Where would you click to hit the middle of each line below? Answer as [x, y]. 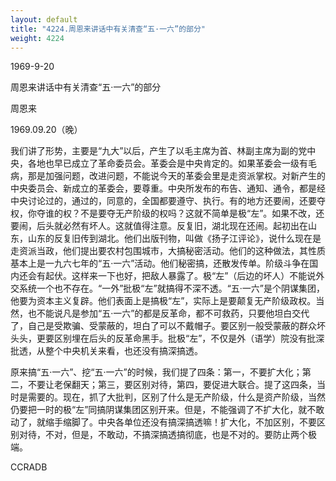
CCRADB [29, 467]
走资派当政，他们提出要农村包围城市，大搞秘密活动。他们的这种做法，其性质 [168, 251]
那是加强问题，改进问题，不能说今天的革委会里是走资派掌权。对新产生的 [176, 176]
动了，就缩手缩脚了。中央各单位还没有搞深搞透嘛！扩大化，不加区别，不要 [163, 422]
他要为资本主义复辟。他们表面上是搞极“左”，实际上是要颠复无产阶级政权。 [163, 301]
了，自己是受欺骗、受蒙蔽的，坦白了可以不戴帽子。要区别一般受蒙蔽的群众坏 [168, 326]
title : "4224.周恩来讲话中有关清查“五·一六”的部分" [108, 29]
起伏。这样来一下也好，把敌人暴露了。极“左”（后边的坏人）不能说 [180, 276]
